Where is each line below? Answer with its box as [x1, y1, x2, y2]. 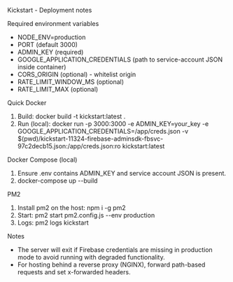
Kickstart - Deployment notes [7, 6, 92, 14]
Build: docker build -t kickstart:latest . [17, 112, 126, 120]
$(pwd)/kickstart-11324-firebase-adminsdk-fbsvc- [17, 134, 164, 143]
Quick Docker [7, 99, 47, 107]
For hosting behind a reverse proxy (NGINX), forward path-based [17, 260, 206, 269]
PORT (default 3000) [17, 41, 78, 48]
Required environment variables [7, 20, 99, 27]
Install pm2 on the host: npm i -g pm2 [17, 204, 126, 212]
